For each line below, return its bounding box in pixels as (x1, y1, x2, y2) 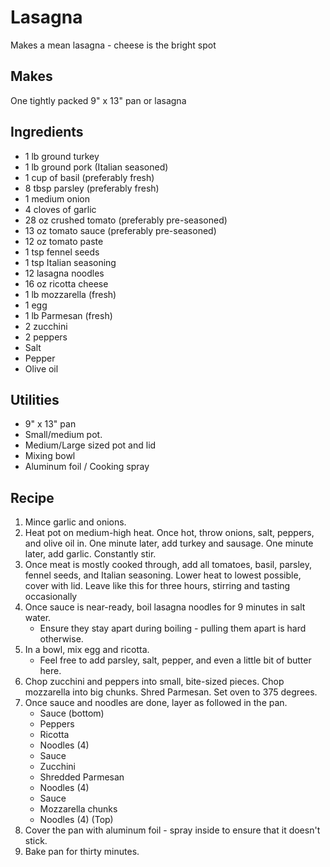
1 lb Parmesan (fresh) (24, 309, 113, 321)
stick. (24, 835, 48, 847)
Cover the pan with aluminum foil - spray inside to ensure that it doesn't (24, 824, 321, 836)
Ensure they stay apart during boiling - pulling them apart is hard (39, 622, 307, 635)
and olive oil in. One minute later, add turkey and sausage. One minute (24, 537, 314, 550)
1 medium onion (24, 192, 91, 205)
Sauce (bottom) (39, 707, 105, 720)
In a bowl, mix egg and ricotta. (24, 644, 150, 656)
